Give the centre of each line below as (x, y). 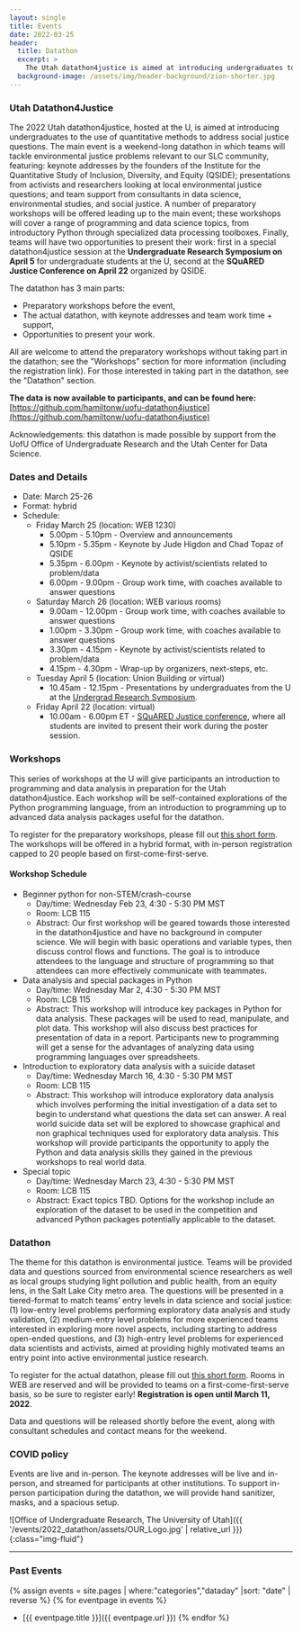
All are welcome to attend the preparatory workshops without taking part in (148, 352)
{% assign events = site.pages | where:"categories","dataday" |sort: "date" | (150, 1591)
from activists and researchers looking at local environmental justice (136, 185)
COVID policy (39, 1455)
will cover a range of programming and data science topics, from (129, 223)
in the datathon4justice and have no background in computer (149, 932)
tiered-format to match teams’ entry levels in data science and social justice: (151, 1301)
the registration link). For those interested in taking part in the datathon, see (149, 371)
